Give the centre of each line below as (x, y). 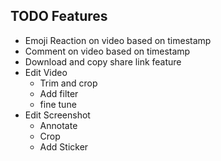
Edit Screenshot (57, 115)
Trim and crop (68, 83)
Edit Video (46, 72)
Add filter (59, 93)
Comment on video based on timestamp (107, 51)
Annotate (58, 125)
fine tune (58, 104)
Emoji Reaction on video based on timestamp (118, 40)
